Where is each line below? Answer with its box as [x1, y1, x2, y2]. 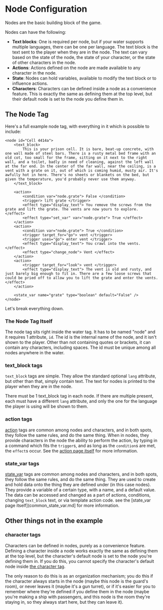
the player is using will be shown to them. [5, 403, 88, 409]
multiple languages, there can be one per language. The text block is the [12, 44, 158, 50]
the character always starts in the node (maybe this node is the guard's [5, 578, 148, 584]
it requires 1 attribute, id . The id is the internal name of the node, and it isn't [5, 334, 157, 340]
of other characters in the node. [12, 59, 77, 65]
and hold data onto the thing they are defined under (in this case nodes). [5, 481, 151, 487]
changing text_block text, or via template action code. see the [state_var [5, 497, 151, 503]
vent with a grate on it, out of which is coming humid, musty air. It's [5, 168, 159, 173]
